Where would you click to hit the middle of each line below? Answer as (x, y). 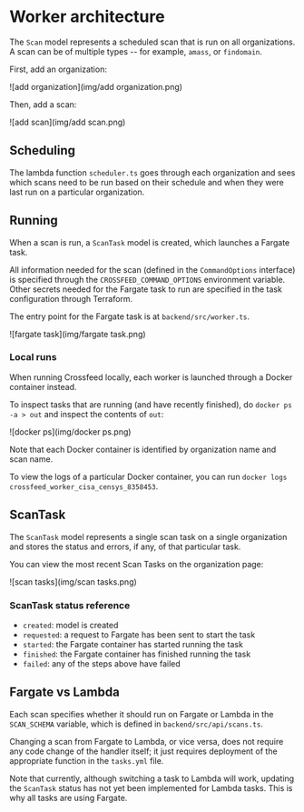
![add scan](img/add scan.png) (68, 122)
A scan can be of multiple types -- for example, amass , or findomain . (136, 51)
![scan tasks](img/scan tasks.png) (74, 581)
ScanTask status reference (70, 605)
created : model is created (70, 625)
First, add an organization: (58, 69)
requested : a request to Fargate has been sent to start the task (139, 635)
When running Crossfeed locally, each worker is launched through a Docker (151, 377)
